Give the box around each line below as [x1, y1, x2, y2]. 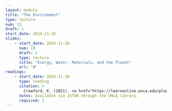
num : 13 [5, 21, 22, 27]
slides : [5, 36, 22, 41]
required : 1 [18, 98, 45, 103]
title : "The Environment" [5, 12, 60, 17]
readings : [5, 70, 27, 75]
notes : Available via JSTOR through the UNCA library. [18, 93, 139, 98]
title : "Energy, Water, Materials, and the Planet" [18, 60, 132, 65]
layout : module [5, 7, 38, 13]
